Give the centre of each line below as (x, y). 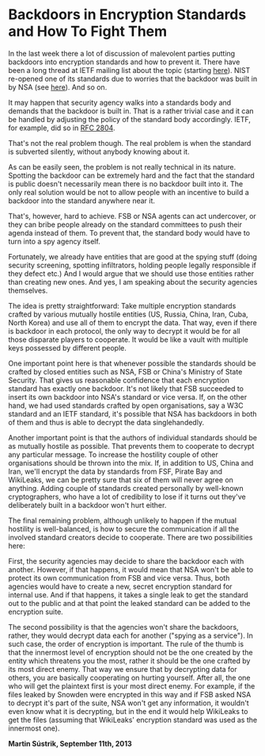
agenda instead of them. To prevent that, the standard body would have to (129, 232)
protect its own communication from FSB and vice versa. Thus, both (119, 578)
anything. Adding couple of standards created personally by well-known (126, 488)
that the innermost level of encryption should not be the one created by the (131, 652)
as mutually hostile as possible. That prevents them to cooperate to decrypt (131, 446)
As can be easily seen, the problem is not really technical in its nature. (122, 167)
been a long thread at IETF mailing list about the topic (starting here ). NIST (129, 70)
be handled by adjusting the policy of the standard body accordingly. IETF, (130, 119)
